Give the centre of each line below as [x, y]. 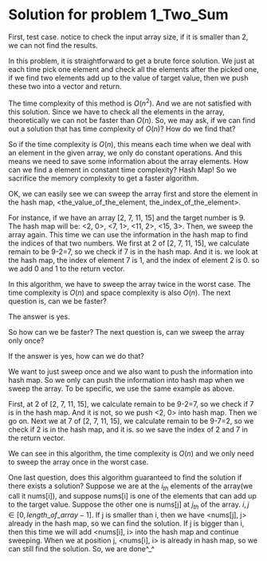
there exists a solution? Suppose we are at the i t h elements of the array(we [131, 487]
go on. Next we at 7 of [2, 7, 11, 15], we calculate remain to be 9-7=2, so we [131, 420]
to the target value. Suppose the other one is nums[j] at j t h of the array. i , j [129, 505]
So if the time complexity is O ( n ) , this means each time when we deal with [130, 144]
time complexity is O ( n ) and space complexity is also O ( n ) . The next [120, 292]
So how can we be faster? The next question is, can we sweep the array [127, 332]
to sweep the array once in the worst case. [79, 462]
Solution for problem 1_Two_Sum [118, 15]
